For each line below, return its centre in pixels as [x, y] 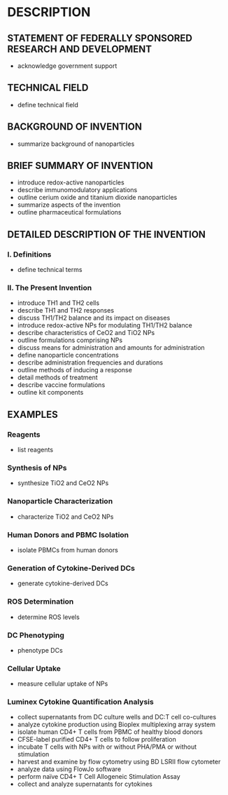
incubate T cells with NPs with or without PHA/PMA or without [107, 747]
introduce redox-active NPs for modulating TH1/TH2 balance [105, 325]
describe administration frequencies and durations [90, 362]
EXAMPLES [33, 414]
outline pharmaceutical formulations [69, 212]
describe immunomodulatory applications [77, 190]
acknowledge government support [67, 66]
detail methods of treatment [57, 378]
